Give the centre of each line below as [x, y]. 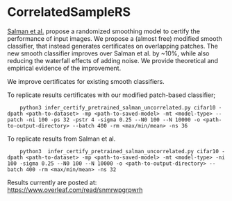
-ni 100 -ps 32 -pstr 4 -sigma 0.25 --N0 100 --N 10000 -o [113, 120]
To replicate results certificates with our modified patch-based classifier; [111, 95]
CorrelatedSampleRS [69, 12]
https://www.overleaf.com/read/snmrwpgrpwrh [75, 190]
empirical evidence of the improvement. [64, 68]
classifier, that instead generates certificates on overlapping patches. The [113, 46]
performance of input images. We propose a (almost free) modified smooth [115, 38]
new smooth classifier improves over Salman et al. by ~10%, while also [108, 53]
